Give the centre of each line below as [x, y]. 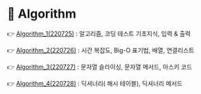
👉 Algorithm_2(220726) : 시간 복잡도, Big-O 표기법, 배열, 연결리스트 [101, 50]
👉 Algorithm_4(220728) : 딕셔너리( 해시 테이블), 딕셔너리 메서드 [95, 83]
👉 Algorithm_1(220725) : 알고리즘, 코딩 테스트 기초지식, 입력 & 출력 [99, 33]
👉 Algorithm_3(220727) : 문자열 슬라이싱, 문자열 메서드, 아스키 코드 [100, 67]
